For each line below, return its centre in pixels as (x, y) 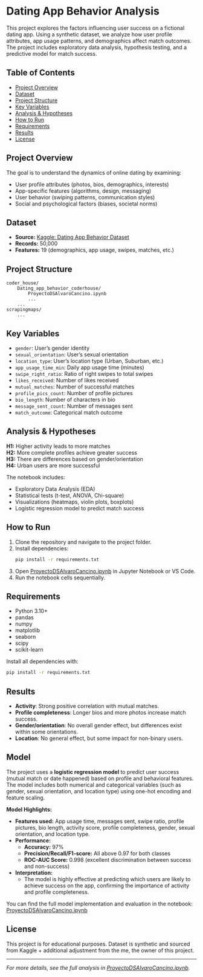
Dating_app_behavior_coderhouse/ (59, 288)
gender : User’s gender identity (52, 348)
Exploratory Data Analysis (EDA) (55, 488)
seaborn (25, 637)
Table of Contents (41, 73)
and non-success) (47, 866)
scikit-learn (29, 650)
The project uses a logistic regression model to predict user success (93, 772)
